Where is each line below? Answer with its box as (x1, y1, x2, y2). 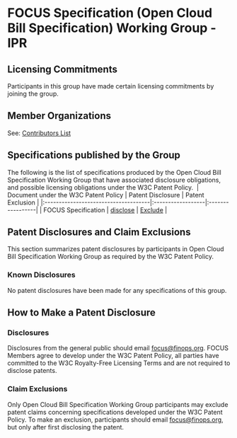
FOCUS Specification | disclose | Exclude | (43, 205, 168, 214)
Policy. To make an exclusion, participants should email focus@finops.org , (7, 415, 224, 424)
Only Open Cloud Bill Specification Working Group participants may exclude (7, 400, 229, 408)
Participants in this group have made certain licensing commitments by (7, 82, 214, 90)
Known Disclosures (7, 270, 76, 280)
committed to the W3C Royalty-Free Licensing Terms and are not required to (7, 359, 231, 367)
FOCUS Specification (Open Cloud (7, 5, 213, 21)
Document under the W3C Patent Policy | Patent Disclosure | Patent (7, 190, 204, 199)
